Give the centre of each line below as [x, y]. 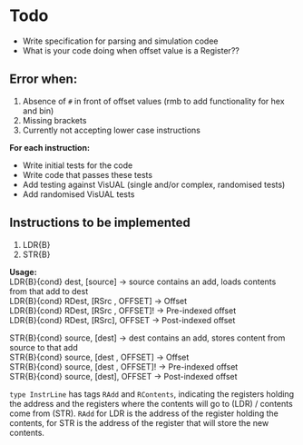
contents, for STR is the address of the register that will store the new [139, 422]
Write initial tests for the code [78, 165]
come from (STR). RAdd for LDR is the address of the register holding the [144, 413]
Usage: [24, 272]
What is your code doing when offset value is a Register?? [131, 50]
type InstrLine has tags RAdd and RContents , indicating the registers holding [152, 394]
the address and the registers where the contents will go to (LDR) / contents [151, 403]
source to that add [44, 347]
